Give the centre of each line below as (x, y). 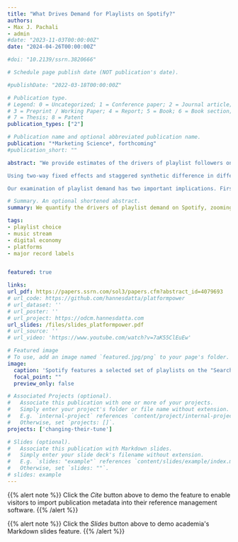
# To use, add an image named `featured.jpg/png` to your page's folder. (119, 357)
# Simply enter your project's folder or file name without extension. (119, 410)
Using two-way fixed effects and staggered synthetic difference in (110, 175)
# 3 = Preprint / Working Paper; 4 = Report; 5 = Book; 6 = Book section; (120, 111)
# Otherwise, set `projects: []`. (61, 422)
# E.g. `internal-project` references (68, 416)
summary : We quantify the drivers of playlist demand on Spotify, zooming (120, 208)
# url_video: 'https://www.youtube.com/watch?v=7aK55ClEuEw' (100, 338)
